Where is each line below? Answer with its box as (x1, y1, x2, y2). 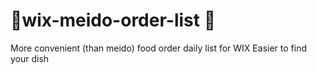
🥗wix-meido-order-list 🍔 (10, 9, 217, 32)
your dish (10, 52, 50, 64)
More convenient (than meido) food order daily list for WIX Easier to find (10, 42, 307, 54)
